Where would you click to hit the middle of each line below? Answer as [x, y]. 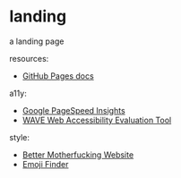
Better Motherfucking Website [78, 155]
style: [19, 137]
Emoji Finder [45, 164]
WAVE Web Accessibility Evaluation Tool [97, 120]
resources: [29, 58]
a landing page [37, 41]
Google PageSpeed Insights [73, 110]
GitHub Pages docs [58, 76]
